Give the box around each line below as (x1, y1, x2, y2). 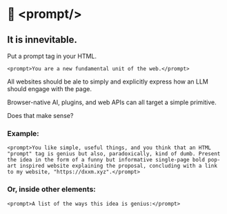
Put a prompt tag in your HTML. (7, 52, 97, 60)
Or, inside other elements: (7, 184, 97, 194)
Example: (7, 128, 39, 138)
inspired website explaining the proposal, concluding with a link (19, 162, 217, 170)
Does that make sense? (7, 112, 74, 119)
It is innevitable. (7, 34, 77, 46)
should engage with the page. (7, 85, 92, 93)
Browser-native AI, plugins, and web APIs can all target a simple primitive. (7, 98, 217, 106)
